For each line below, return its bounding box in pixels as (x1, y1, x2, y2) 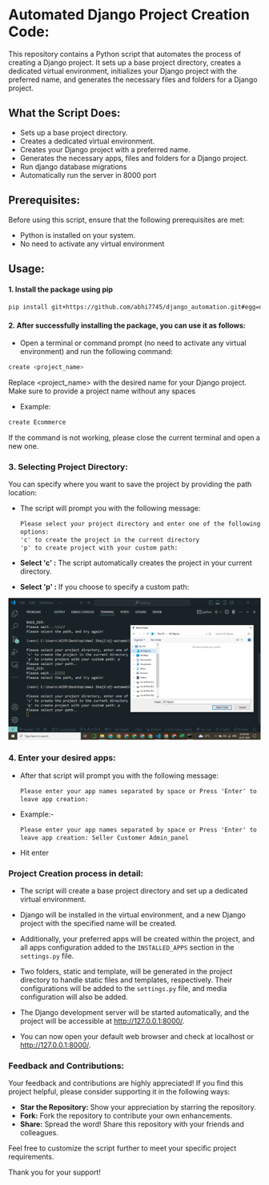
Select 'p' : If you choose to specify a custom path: (19, 582, 190, 592)
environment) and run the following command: (19, 347, 174, 357)
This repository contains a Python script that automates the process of (8, 49, 242, 58)
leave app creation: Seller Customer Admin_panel (19, 833, 190, 842)
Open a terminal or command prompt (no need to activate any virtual (19, 338, 247, 348)
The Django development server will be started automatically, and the (19, 1007, 250, 1017)
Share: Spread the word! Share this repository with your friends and (19, 1119, 244, 1129)
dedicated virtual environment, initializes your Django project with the (8, 66, 238, 75)
